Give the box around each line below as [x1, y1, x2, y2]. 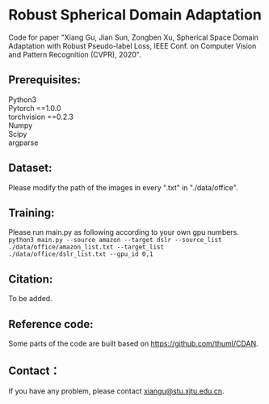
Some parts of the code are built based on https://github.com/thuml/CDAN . [8, 338, 258, 348]
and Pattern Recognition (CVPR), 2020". [8, 49, 141, 59]
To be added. [8, 294, 53, 304]
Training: [8, 206, 55, 219]
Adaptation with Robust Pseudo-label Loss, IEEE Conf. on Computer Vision [8, 40, 257, 50]
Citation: [8, 272, 53, 286]
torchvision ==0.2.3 [8, 112, 74, 121]
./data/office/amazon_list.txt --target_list [8, 243, 164, 252]
